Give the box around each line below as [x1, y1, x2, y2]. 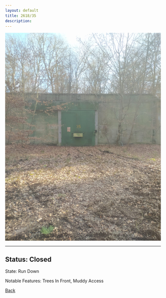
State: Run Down [5, 268, 40, 274]
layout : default [5, 8, 39, 13]
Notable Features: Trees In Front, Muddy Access [5, 278, 104, 284]
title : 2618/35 [5, 13, 37, 18]
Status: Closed [5, 255, 52, 263]
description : [5, 18, 32, 23]
